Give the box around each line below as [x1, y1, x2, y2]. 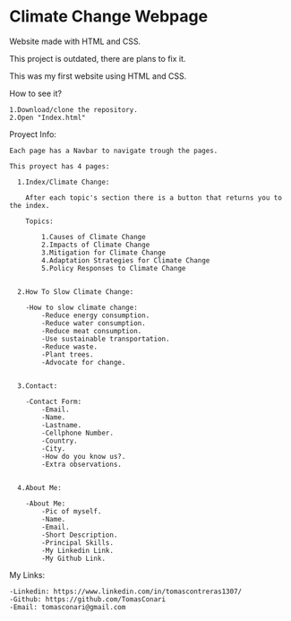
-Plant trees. [41, 349, 94, 359]
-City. [41, 444, 66, 453]
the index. [9, 201, 50, 210]
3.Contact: [17, 381, 58, 391]
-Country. [41, 436, 78, 445]
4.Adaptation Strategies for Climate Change [41, 255, 210, 265]
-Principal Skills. [41, 538, 115, 548]
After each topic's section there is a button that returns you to [25, 193, 282, 203]
